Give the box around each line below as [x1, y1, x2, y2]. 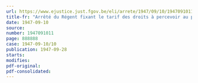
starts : [6, 52, 25, 58]
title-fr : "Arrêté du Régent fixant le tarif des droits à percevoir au [6, 14, 189, 20]
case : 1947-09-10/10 [6, 41, 57, 47]
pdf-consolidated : [6, 68, 51, 74]
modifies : [6, 57, 31, 63]
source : [6, 25, 25, 31]
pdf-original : [6, 63, 41, 69]
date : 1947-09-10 [6, 19, 49, 25]
